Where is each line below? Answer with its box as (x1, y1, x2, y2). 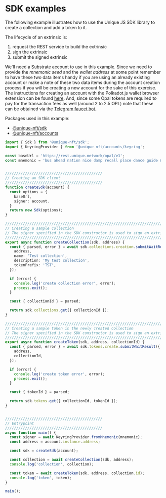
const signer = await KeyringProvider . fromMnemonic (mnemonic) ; (9, 435, 142, 440)
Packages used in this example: (5, 115, 70, 121)
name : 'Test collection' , (14, 253, 68, 258)
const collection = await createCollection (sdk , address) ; (9, 457, 134, 462)
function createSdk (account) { (5, 185, 70, 190)
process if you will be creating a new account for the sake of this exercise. (5, 84, 157, 90)
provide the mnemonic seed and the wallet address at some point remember (5, 69, 161, 75)
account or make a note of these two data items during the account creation (5, 80, 160, 85)
